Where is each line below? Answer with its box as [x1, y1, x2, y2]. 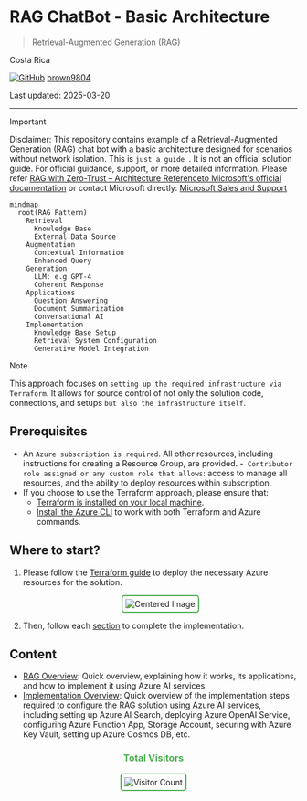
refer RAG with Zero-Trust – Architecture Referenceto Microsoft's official [9, 172, 281, 184]
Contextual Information [33, 248, 125, 257]
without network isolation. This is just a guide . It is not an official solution [9, 153, 292, 164]
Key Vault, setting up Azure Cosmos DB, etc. [22, 729, 190, 740]
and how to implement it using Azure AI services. [22, 680, 207, 691]
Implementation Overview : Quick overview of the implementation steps [22, 690, 291, 701]
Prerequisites [9, 423, 88, 440]
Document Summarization [33, 304, 125, 313]
